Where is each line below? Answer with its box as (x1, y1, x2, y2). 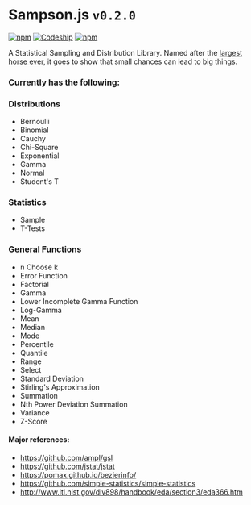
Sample (19, 215, 46, 225)
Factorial (19, 279, 50, 289)
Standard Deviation (19, 374, 84, 383)
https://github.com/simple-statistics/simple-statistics (19, 478, 196, 488)
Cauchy (19, 134, 47, 144)
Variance (19, 407, 50, 417)
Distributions (8, 98, 60, 110)
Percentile (19, 339, 54, 348)
